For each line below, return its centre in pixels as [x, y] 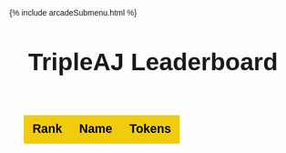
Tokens [150, 129]
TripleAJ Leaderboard [153, 61]
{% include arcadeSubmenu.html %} [73, 13]
